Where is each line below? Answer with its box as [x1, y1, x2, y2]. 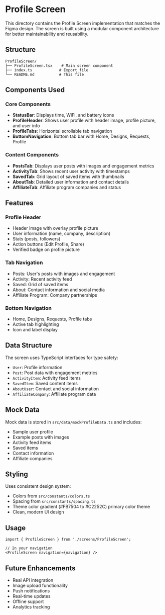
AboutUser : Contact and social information [12, 386, 99, 392]
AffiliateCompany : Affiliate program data [12, 391, 96, 397]
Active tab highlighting [12, 321, 59, 327]
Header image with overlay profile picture [12, 225, 99, 231]
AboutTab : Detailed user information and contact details [12, 179, 129, 185]
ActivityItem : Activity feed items [12, 375, 81, 381]
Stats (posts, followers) [12, 236, 61, 242]
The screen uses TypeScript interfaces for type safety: [5, 355, 118, 361]
